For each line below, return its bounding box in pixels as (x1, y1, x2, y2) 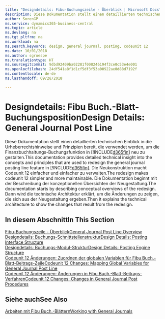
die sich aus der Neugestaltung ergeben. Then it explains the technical (5, 196, 147, 202)
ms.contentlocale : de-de (5, 71, 56, 76)
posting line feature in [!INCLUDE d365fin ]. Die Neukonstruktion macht (5, 164, 147, 170)
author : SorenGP (5, 16, 38, 21)
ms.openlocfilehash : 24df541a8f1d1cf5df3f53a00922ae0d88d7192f (5, 67, 137, 72)
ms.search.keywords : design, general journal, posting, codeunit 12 (5, 44, 148, 49)
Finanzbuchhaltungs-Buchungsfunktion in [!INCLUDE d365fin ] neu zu (5, 149, 145, 155)
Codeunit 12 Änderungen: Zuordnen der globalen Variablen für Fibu (5, 255, 141, 261)
